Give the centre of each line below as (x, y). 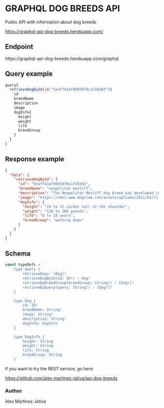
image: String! (38, 314)
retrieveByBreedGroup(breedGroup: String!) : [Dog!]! (78, 283)
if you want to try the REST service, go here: (50, 369)
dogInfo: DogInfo (40, 323)
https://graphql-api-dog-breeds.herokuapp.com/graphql (62, 58)
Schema (18, 254)
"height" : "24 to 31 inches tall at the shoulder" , (76, 207)
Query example (29, 74)
